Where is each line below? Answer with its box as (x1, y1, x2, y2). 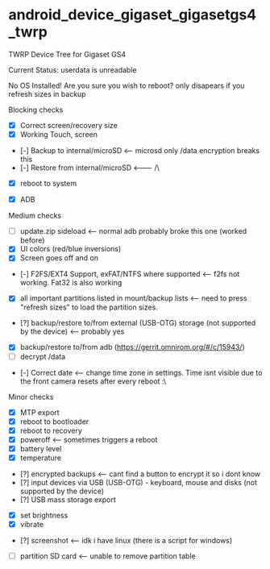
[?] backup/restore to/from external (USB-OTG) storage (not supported (19, 318, 256, 328)
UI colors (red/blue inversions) (19, 244, 122, 254)
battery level (19, 443, 62, 453)
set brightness (19, 510, 69, 520)
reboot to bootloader (19, 417, 89, 426)
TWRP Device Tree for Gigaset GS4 (8, 49, 127, 59)
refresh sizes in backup (8, 89, 86, 98)
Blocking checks (8, 105, 64, 114)
